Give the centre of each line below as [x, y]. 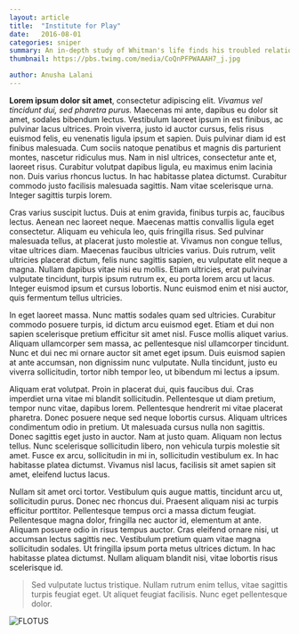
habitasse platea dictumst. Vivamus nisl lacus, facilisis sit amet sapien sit [142, 465]
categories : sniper [45, 42]
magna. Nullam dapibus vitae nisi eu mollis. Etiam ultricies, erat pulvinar [141, 269]
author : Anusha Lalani [51, 75]
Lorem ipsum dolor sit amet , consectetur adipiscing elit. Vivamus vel [136, 100]
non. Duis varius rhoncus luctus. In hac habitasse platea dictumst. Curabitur [148, 176]
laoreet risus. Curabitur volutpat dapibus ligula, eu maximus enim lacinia [141, 167]
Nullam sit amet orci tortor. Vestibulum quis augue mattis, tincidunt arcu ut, [146, 491]
